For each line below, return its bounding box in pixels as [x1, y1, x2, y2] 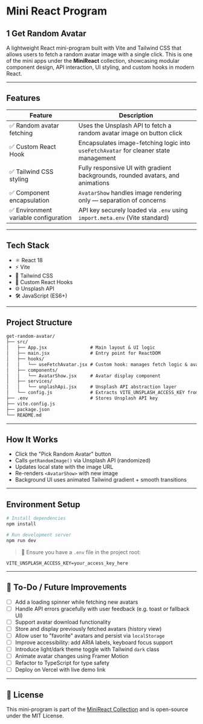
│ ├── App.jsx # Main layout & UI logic [6, 344, 155, 351]
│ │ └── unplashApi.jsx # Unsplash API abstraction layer [6, 384, 177, 390]
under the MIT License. [6, 712, 65, 719]
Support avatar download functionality [14, 618, 111, 625]
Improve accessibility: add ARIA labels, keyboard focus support [14, 639, 173, 646]
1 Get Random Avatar [6, 28, 86, 39]
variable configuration [9, 213, 72, 222]
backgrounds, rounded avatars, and [78, 171, 180, 179]
